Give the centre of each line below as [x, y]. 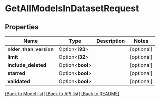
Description [111, 41]
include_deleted [27, 65]
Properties [22, 27]
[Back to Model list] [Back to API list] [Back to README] [62, 94]
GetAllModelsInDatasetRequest [72, 9]
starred [17, 73]
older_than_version [31, 49]
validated [19, 81]
